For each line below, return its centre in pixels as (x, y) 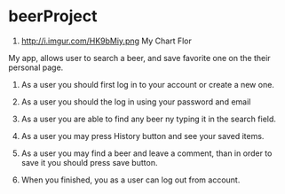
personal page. (36, 67)
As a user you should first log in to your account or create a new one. (147, 84)
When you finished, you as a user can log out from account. (131, 180)
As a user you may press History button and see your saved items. (142, 136)
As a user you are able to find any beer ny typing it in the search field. (149, 119)
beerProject (53, 16)
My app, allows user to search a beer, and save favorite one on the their (140, 58)
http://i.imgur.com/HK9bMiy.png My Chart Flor (106, 41)
